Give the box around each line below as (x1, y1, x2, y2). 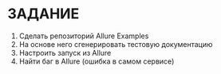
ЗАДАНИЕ (7, 5, 80, 23)
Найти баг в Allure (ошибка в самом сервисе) (18, 56, 175, 66)
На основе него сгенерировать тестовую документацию (18, 39, 213, 49)
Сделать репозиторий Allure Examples (18, 31, 149, 41)
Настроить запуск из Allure (18, 48, 112, 57)
